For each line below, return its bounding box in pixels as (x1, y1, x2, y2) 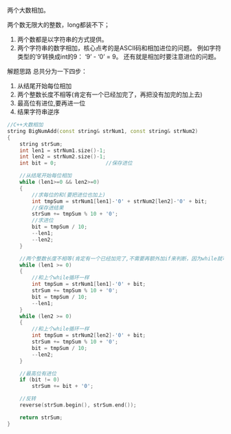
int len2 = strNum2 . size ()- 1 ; (19, 154, 107, 161)
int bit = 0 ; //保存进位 (19, 160, 133, 167)
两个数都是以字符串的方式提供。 (16, 35, 108, 43)
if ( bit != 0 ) (19, 376, 60, 384)
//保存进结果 (32, 204, 64, 211)
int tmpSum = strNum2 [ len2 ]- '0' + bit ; (32, 332, 146, 339)
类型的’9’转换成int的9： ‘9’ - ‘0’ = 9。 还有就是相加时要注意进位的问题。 (16, 52, 220, 61)
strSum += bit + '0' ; (32, 383, 94, 390)
